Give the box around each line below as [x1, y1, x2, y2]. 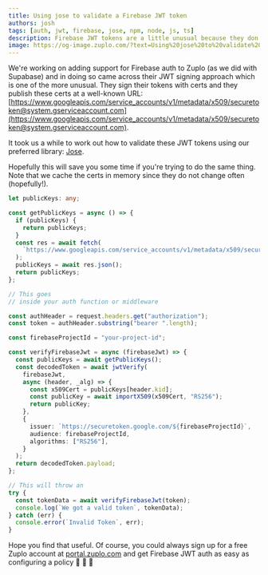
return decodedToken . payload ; [15, 460, 116, 468]
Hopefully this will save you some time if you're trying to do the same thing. [8, 162, 256, 172]
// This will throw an [8, 482, 84, 490]
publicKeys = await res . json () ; [15, 261, 124, 269]
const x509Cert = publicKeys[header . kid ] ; [29, 385, 173, 394]
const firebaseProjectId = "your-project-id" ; [8, 334, 166, 342]
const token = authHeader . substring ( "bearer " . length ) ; [8, 319, 198, 327]
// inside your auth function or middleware [8, 297, 159, 306]
